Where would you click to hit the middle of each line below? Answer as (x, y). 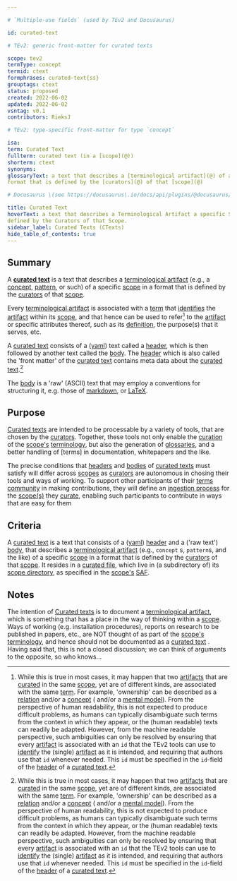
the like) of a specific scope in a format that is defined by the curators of (113, 558)
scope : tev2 (25, 58)
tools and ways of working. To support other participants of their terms (110, 481)
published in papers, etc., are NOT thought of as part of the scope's (106, 634)
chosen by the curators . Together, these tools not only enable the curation (115, 437)
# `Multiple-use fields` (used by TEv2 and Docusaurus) (91, 20)
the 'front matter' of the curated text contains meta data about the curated (115, 360)
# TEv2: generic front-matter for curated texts (80, 46)
